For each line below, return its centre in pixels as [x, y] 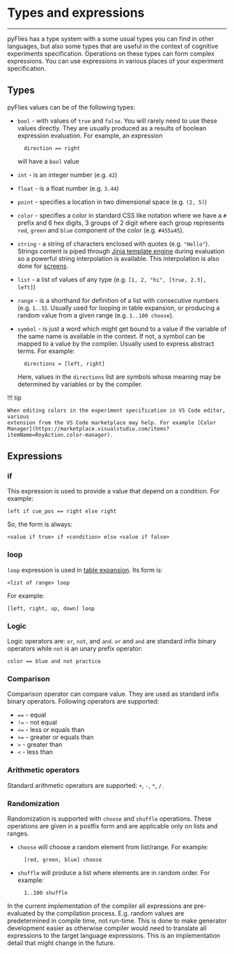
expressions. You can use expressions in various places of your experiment [116, 61]
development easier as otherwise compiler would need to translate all [107, 928]
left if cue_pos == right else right [62, 512]
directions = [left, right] [65, 364]
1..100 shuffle [46, 893]
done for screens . [42, 266]
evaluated [22, 913]
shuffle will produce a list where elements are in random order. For [114, 872]
